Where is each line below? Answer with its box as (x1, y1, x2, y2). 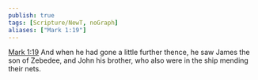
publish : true (8, 11, 55, 20)
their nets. (8, 64, 41, 74)
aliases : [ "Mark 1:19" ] (8, 26, 87, 34)
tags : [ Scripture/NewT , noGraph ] (8, 19, 119, 27)
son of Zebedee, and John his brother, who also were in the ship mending (8, 56, 249, 65)
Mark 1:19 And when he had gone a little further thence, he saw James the (8, 48, 251, 57)
